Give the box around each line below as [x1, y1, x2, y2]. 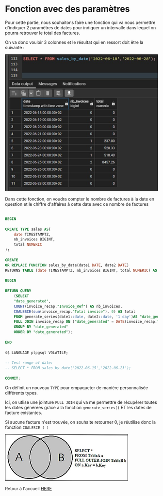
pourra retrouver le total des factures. [5, 30, 80, 36]
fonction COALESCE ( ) [5, 424, 49, 430]
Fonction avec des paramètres [5, 3, 130, 15]
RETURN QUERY [5, 289, 32, 294]
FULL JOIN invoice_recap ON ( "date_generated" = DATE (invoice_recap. [14, 319, 158, 324]
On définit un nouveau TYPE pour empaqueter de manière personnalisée [5, 384, 148, 391]
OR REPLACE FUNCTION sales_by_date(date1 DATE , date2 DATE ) [5, 262, 130, 268]
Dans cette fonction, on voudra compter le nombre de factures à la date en [5, 196, 154, 202]
